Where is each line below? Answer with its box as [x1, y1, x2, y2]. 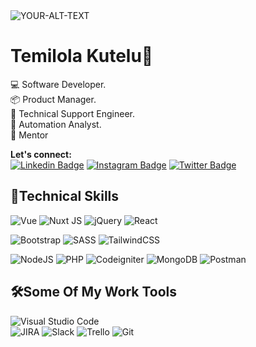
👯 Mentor [10, 129, 49, 141]
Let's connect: [10, 148, 72, 160]
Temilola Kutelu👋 [10, 45, 154, 68]
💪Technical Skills [10, 188, 120, 205]
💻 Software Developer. [10, 78, 107, 90]
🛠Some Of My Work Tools [10, 284, 178, 301]
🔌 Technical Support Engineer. [10, 107, 135, 119]
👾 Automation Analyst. [10, 118, 102, 130]
